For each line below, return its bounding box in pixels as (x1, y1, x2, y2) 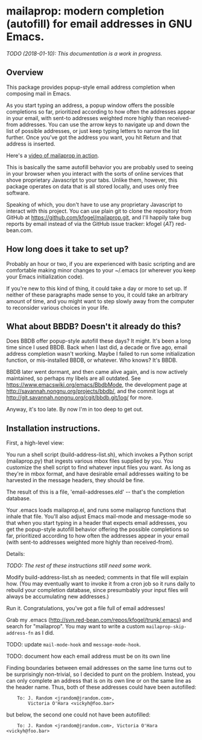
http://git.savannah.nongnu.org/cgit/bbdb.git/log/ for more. (6, 394, 153, 401)
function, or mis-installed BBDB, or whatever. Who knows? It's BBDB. (6, 356, 178, 364)
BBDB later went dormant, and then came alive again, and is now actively (6, 368, 188, 376)
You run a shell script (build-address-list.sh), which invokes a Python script (6, 451, 193, 458)
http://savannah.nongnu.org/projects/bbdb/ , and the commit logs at (6, 388, 174, 395)
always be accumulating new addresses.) (6, 593, 110, 600)
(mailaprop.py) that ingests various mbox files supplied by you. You (6, 457, 174, 465)
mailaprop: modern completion (6, 4, 165, 18)
